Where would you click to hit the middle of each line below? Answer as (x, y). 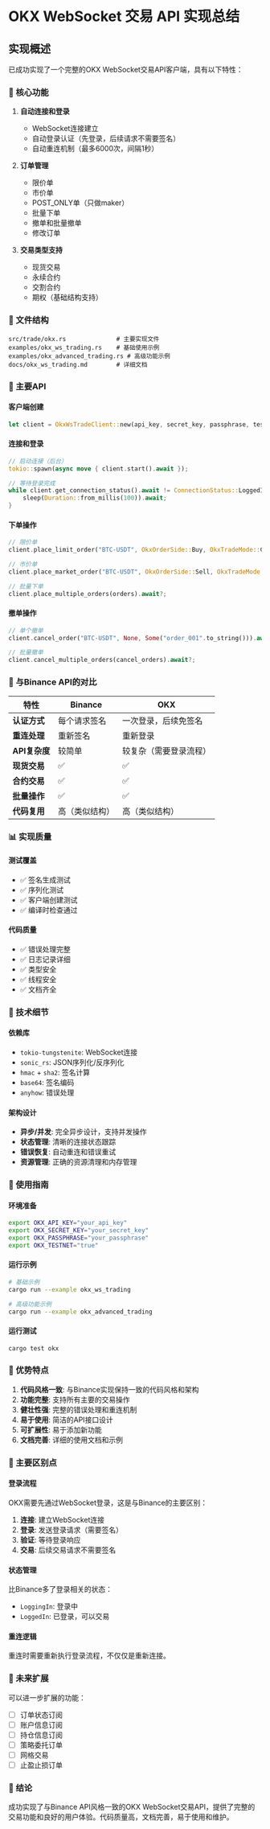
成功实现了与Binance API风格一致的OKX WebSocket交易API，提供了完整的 (132, 1807)
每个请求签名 (82, 721)
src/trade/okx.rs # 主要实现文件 (84, 339)
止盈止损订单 (41, 1765)
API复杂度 (31, 750)
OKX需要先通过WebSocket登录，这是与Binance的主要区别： (108, 1502)
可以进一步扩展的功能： (47, 1697)
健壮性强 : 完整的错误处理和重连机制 (78, 1409)
